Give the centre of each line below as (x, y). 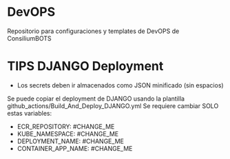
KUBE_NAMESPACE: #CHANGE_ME (68, 134)
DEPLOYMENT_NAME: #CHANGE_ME (70, 141)
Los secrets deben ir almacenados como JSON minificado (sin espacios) (120, 85)
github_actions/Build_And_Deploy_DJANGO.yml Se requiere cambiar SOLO (113, 106)
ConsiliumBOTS (29, 38)
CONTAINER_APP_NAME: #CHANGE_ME (75, 148)
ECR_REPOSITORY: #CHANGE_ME (66, 126)
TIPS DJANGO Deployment (85, 66)
